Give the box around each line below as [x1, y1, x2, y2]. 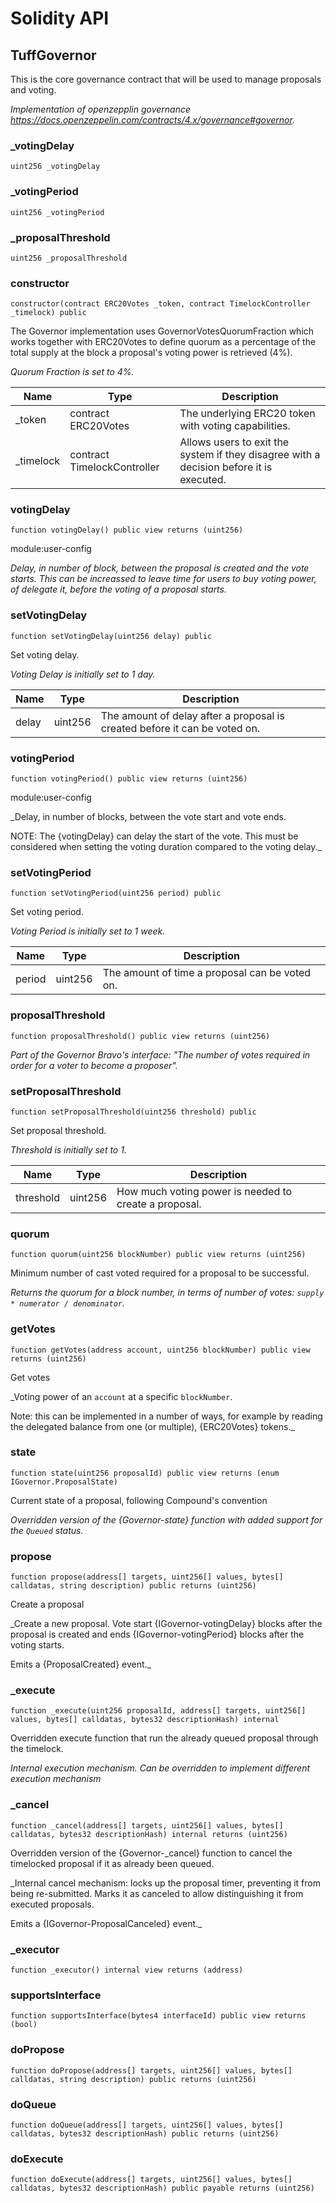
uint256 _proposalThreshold [10, 253, 128, 263]
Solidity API [10, 7, 110, 30]
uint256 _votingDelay [10, 162, 101, 172]
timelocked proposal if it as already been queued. [10, 1857, 215, 1869]
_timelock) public [10, 308, 87, 318]
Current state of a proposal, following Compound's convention [10, 1494, 268, 1506]
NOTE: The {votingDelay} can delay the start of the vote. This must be [10, 830, 299, 842]
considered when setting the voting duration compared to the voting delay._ [10, 841, 323, 853]
